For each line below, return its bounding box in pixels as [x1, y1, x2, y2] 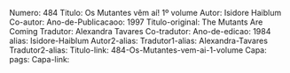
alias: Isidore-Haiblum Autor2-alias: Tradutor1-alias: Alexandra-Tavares [9, 35, 269, 46]
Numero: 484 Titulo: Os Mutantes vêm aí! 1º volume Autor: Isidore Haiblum [9, 8, 282, 18]
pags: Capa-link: [9, 55, 70, 64]
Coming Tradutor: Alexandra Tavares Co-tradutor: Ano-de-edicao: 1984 [9, 26, 271, 36]
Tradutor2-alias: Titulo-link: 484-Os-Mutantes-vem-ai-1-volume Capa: [9, 45, 268, 55]
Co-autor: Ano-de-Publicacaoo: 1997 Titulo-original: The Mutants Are [9, 17, 263, 27]
